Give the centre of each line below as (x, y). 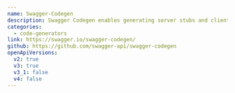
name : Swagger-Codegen (40, 14)
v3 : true (26, 66)
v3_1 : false (31, 72)
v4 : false (28, 79)
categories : (24, 27)
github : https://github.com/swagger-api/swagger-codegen (92, 46)
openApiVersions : (33, 53)
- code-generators (41, 33)
